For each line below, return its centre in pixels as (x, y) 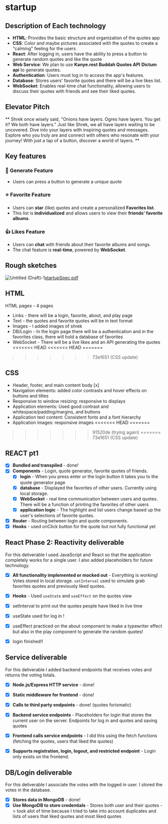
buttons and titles (30, 395)
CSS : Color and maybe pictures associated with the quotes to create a (85, 43)
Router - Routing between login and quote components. (70, 521)
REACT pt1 (22, 453)
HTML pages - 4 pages (29, 305)
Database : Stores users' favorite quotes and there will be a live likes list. (87, 80)
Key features (26, 157)
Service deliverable (36, 657)
